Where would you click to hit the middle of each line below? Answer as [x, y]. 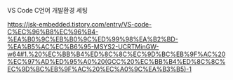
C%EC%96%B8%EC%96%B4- [53, 32]
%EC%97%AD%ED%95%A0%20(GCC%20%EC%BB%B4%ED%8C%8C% [116, 61]
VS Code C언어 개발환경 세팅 [48, 10]
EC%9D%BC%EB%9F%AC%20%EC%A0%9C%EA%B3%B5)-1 [99, 69]
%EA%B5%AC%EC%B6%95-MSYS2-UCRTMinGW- [83, 47]
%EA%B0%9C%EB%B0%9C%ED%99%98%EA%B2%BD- [93, 39]
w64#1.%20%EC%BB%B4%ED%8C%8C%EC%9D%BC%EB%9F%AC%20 [116, 54]
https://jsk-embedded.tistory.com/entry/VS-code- [80, 24]
